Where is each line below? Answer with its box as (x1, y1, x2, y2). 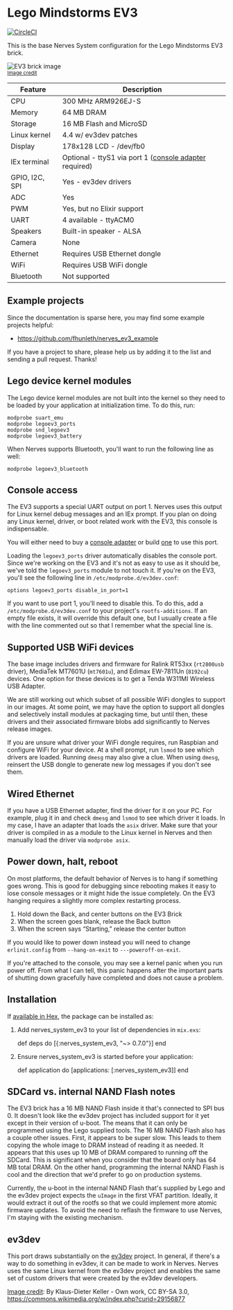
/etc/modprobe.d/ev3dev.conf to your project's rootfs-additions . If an (7, 607, 207, 615)
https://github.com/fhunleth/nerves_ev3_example (17, 334, 159, 343)
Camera (10, 237, 37, 247)
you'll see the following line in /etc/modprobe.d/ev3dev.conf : (7, 574, 179, 582)
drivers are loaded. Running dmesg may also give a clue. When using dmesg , (7, 753, 220, 761)
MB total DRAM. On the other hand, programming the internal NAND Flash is (7, 1163, 225, 1171)
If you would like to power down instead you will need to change (7, 938, 191, 946)
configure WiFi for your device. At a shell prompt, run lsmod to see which (7, 746, 214, 754)
